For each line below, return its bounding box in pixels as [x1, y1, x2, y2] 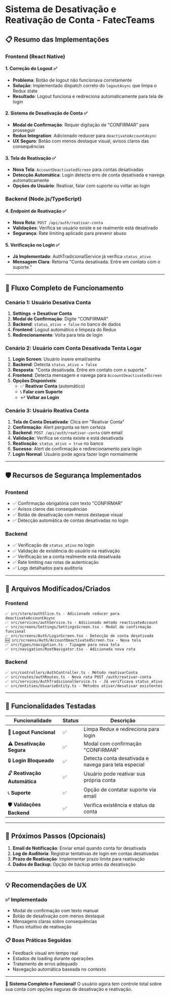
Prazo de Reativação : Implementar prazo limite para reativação [12, 856, 145, 862]
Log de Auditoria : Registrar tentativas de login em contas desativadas [12, 850, 159, 857]
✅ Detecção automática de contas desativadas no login [12, 517, 129, 523]
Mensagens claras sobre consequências [12, 918, 97, 924]
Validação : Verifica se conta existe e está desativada [12, 435, 124, 441]
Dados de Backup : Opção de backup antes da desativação [12, 861, 136, 868]
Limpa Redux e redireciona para [83, 725, 159, 732]
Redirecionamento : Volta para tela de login [12, 332, 103, 338]
